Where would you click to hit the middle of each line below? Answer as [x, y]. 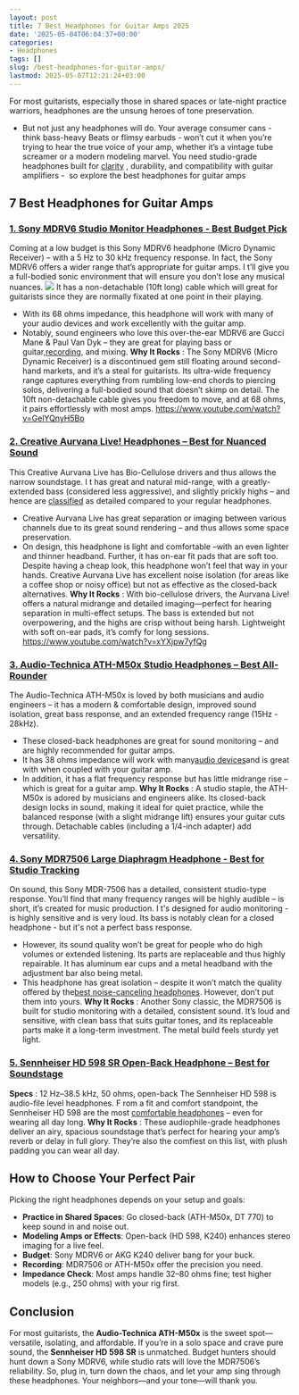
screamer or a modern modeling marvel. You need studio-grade [139, 156]
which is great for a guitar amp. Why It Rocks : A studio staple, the [145, 789]
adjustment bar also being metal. [83, 973]
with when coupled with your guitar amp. [97, 770]
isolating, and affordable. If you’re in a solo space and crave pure [164, 1343]
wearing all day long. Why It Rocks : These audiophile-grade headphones [145, 1122]
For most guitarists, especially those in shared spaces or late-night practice [148, 101]
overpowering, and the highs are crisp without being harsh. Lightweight [154, 622]
